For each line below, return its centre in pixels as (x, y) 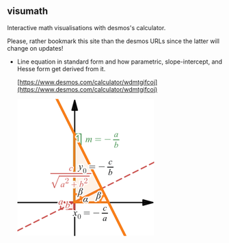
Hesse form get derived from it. (61, 68)
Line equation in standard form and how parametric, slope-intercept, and (120, 62)
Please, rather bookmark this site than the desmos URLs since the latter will (113, 41)
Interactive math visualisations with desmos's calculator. (86, 27)
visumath (28, 11)
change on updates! (35, 48)
